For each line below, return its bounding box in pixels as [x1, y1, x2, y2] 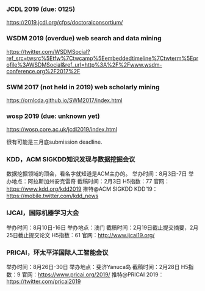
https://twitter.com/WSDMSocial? [6, 48, 90, 55]
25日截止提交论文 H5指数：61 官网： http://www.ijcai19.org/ [6, 231, 155, 238]
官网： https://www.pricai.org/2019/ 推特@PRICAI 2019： [21, 271, 164, 278]
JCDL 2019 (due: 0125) [6, 5, 75, 13]
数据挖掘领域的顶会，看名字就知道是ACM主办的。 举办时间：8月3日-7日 [6, 170, 187, 177]
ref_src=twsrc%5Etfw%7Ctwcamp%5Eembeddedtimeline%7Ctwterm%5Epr [6, 54, 199, 62]
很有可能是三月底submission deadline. [6, 138, 103, 145]
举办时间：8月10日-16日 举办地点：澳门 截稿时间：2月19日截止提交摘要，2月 [6, 224, 199, 231]
